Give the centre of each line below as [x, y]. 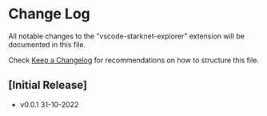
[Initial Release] [48, 85]
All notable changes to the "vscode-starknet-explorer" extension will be [127, 36]
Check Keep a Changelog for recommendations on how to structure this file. [134, 60]
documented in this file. [47, 44]
